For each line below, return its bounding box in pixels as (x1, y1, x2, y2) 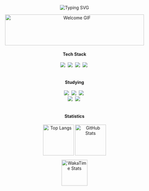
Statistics (64, 114, 85, 119)
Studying (65, 79, 84, 85)
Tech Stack (63, 51, 86, 57)
